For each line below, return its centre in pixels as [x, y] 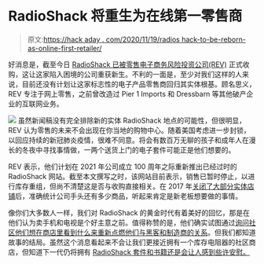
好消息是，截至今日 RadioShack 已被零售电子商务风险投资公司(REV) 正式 [126, 64]
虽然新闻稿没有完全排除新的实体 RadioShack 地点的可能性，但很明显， [132, 120]
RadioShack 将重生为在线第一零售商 [125, 16]
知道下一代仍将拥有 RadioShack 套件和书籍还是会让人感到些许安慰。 [139, 251]
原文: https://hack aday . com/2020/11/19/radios [104, 39]
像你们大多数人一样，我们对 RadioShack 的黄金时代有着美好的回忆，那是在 [129, 212]
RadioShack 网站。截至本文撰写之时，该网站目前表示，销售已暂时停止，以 [128, 176]
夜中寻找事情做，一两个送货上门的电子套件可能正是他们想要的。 [132, 149]
